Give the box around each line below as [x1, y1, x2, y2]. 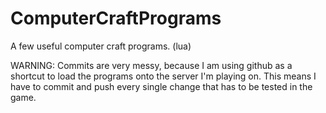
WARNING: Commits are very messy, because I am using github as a [10, 59, 293, 71]
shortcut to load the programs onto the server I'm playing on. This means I [10, 70, 317, 82]
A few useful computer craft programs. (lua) [10, 40, 192, 52]
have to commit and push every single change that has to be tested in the [10, 80, 313, 92]
